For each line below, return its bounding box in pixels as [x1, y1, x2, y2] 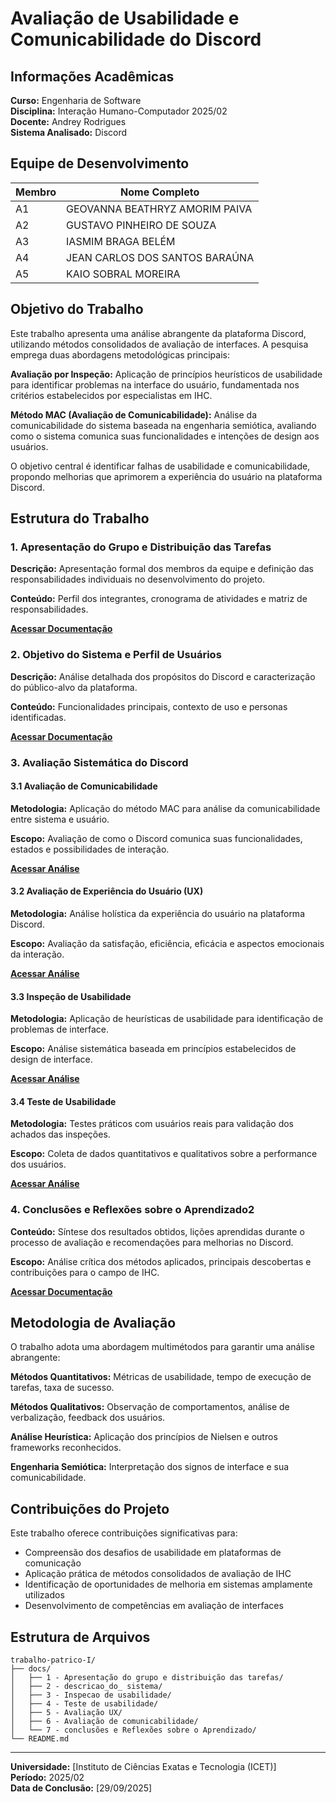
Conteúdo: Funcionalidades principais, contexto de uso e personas [10, 700, 288, 712]
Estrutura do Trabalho [10, 510, 150, 527]
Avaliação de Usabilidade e [10, 7, 240, 30]
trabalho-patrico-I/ [10, 1655, 97, 1666]
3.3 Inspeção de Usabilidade [10, 990, 132, 1002]
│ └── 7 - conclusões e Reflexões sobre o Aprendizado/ [10, 1725, 257, 1736]
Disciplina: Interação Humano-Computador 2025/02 [10, 105, 228, 117]
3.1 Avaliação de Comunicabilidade [10, 780, 158, 792]
